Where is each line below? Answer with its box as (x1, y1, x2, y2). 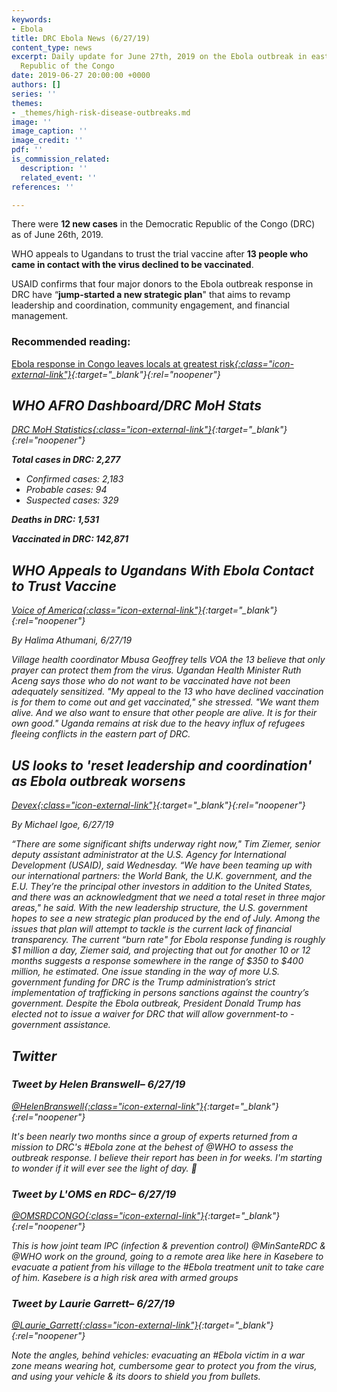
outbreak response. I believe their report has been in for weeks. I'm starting (11, 1151, 323, 1163)
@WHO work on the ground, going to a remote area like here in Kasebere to (11, 1251, 324, 1263)
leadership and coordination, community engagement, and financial (11, 299, 290, 311)
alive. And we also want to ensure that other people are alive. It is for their (11, 707, 318, 719)
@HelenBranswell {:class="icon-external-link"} (11, 1100, 204, 1112)
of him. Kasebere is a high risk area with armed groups (11, 1272, 239, 1284)
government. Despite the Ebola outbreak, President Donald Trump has (11, 997, 302, 1010)
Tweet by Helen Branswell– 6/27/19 (11, 1077, 186, 1091)
